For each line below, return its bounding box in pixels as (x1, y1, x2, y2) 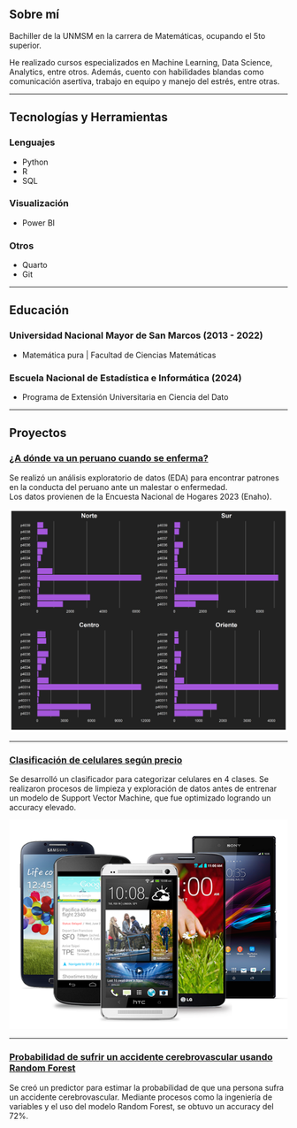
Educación (9, 303, 69, 318)
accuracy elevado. (9, 802, 77, 813)
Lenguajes (9, 136, 56, 149)
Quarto (21, 260, 48, 271)
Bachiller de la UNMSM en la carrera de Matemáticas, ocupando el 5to (9, 30, 266, 41)
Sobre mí (9, 7, 60, 22)
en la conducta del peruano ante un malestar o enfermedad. (9, 481, 228, 492)
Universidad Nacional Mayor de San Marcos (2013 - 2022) (9, 329, 263, 341)
